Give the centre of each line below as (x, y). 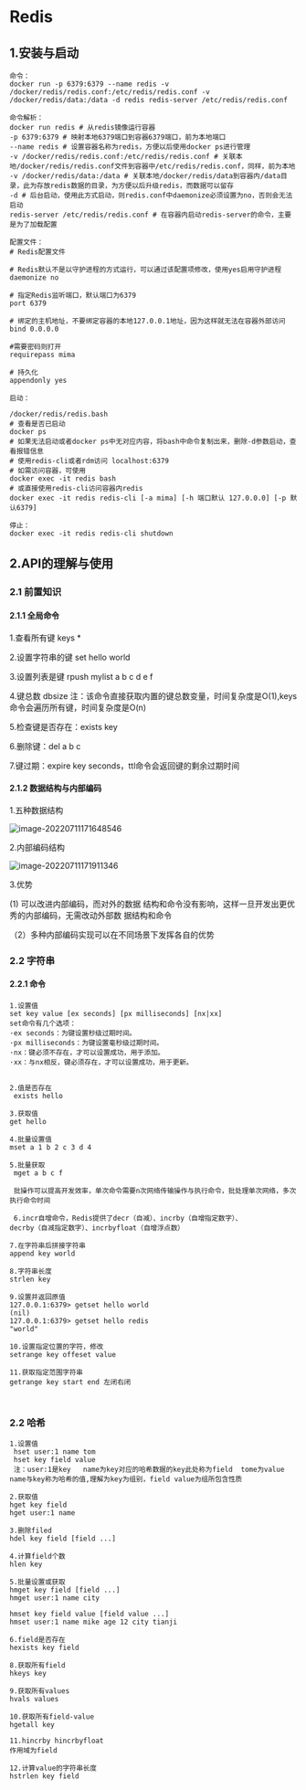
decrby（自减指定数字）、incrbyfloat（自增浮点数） (97, 1228)
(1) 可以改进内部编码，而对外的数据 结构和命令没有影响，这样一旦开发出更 (148, 904)
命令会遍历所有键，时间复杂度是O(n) (78, 707)
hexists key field (44, 1648)
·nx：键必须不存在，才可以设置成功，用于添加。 (87, 1053)
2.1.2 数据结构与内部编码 (56, 789)
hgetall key (32, 1725)
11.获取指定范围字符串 (47, 1372)
